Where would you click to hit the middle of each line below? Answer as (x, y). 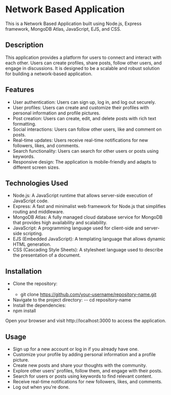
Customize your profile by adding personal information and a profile (84, 354)
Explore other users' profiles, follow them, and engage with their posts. (88, 371)
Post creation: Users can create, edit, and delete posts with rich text (84, 118)
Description (24, 45)
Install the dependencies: (39, 306)
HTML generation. (32, 244)
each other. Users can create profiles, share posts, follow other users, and (84, 63)
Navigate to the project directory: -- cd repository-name (72, 300)
